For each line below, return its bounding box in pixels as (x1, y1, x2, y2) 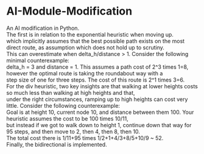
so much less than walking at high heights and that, (6, 89, 135, 96)
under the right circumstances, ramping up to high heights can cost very (6, 96, 188, 103)
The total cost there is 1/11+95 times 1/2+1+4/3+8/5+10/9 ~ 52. (6, 134, 164, 141)
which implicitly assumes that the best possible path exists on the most (6, 37, 185, 44)
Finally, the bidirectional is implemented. (6, 141, 108, 148)
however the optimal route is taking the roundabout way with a (6, 69, 163, 77)
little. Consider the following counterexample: (6, 102, 121, 109)
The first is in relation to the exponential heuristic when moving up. (6, 30, 174, 38)
